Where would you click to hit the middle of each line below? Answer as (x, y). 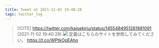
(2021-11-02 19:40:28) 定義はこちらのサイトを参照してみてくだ (83, 34)
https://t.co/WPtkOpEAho (52, 40)
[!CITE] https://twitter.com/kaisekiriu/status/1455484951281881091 (84, 28)
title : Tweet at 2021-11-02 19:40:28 (44, 10)
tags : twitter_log (24, 14)
